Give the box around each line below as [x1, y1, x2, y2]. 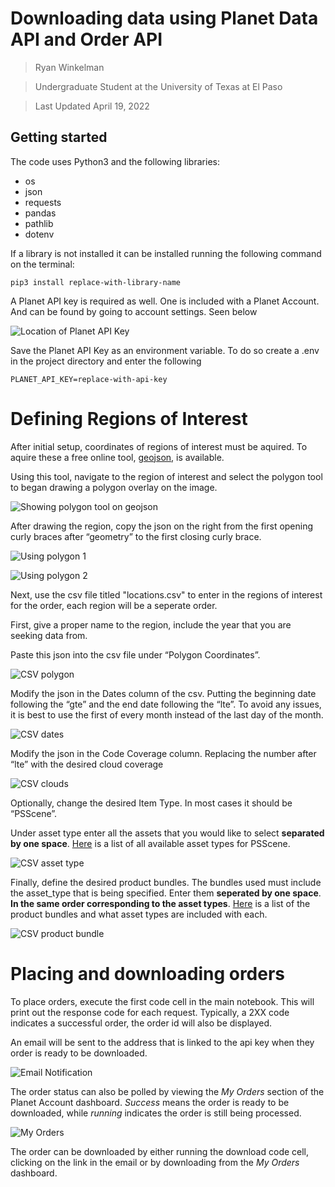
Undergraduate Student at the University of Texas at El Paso [34, 80, 283, 92]
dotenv [24, 228, 55, 240]
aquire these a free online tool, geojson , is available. [10, 451, 225, 463]
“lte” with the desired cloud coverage [10, 758, 164, 770]
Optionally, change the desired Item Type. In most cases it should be [10, 797, 293, 809]
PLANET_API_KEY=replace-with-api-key [10, 374, 168, 384]
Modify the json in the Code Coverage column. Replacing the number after [10, 747, 317, 759]
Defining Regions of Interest [10, 407, 248, 430]
